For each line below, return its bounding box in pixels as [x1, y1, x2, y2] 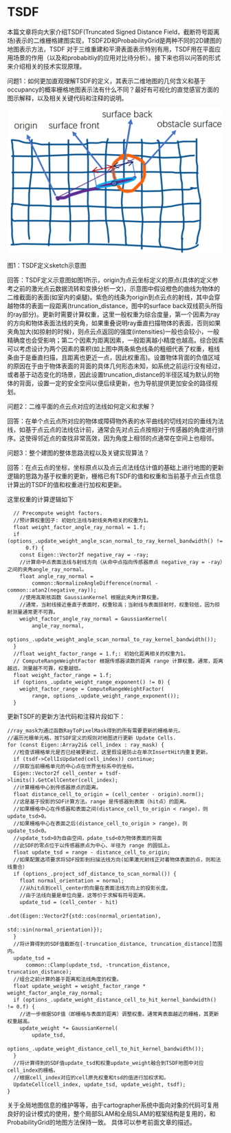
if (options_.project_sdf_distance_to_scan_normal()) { [13, 870, 177, 877]
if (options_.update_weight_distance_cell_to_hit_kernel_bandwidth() [13, 996, 217, 1003]
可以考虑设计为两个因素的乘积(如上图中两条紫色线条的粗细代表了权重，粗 [7, 345, 214, 353]
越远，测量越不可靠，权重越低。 [7, 665, 85, 671]
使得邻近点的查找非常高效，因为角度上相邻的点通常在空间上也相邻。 [25, 434, 218, 442]
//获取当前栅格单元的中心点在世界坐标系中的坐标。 [13, 763, 137, 770]
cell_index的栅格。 [7, 1067, 59, 1074]
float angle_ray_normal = [19, 572, 94, 580]
